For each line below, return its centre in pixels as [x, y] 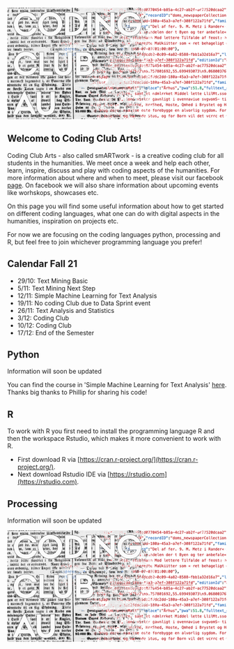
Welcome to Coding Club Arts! [75, 139]
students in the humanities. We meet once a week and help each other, [109, 163]
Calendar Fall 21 [42, 264]
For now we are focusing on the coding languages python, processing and [114, 234]
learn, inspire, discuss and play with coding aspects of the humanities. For [114, 170]
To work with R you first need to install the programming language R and [111, 431]
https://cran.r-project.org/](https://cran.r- [139, 460]
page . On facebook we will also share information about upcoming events [113, 185]
